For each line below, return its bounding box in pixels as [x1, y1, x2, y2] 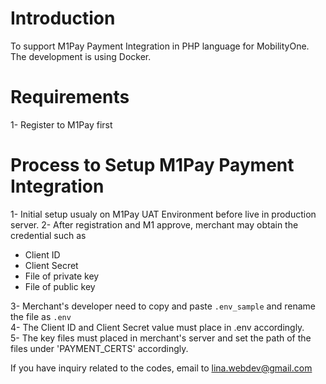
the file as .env [10, 310, 72, 322]
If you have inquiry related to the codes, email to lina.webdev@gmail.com [10, 362, 313, 374]
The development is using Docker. [10, 50, 152, 62]
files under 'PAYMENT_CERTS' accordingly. [10, 342, 189, 354]
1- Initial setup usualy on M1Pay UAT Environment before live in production [10, 208, 317, 220]
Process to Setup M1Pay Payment [10, 154, 295, 177]
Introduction [10, 7, 116, 30]
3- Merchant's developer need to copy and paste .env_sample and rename [10, 300, 316, 312]
